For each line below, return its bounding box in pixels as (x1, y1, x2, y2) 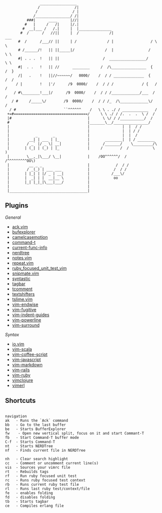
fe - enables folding (5, 491, 53, 495)
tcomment (12, 286, 33, 292)
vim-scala (12, 346, 32, 352)
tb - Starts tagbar (5, 499, 49, 504)
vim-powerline (12, 317, 41, 323)
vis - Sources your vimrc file (5, 465, 70, 470)
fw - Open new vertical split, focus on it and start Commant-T (5, 431, 145, 436)
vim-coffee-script (12, 351, 48, 357)
